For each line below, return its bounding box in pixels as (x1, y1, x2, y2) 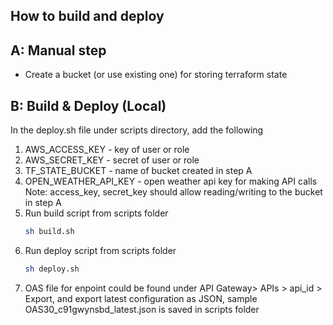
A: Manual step (10, 42, 107, 59)
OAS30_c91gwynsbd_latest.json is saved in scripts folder (24, 303, 260, 315)
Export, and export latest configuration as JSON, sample (24, 292, 258, 304)
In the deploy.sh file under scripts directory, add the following (10, 124, 264, 136)
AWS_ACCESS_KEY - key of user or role (24, 144, 190, 156)
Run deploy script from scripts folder (24, 244, 177, 256)
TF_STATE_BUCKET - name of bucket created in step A (24, 165, 253, 177)
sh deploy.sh (24, 264, 80, 274)
